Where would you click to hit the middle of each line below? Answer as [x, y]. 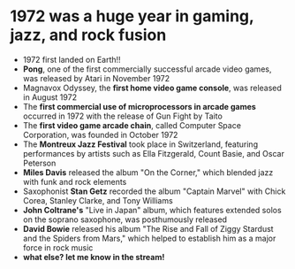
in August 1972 [50, 97]
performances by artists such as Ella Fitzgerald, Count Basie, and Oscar [154, 153]
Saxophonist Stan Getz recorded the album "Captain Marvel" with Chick [154, 191]
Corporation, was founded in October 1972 [100, 134]
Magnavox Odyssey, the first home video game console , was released [152, 88]
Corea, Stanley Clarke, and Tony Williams [98, 200]
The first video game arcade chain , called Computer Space [132, 125]
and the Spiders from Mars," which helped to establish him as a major [149, 238]
